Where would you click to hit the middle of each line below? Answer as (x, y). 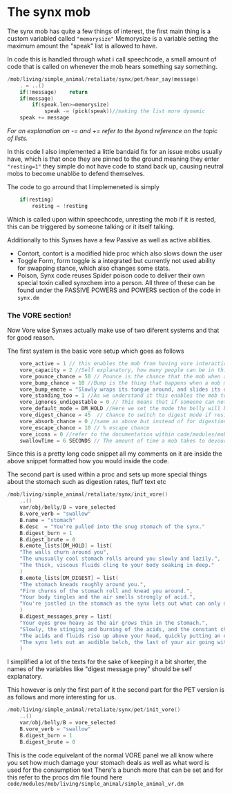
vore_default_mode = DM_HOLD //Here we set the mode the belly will (120, 409)
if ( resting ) (37, 200)
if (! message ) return (54, 92)
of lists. (18, 138)
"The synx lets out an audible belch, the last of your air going (117, 642)
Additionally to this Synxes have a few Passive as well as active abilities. (109, 240)
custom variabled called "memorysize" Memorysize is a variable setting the (113, 38)
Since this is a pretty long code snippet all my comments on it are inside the (115, 454)
